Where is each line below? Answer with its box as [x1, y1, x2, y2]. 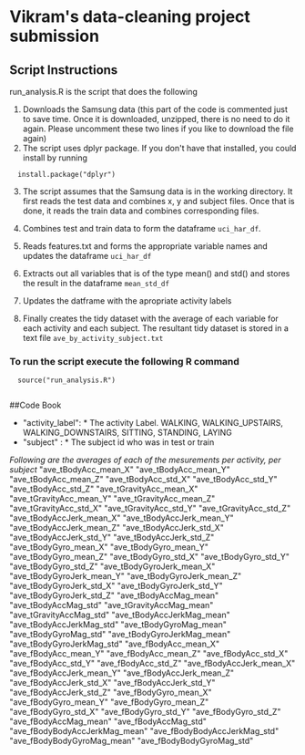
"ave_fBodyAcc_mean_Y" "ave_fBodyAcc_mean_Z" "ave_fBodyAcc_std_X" [9, 648, 289, 659]
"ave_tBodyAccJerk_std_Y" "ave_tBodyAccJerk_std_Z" [9, 532, 215, 543]
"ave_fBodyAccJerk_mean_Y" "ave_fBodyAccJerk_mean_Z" [9, 667, 235, 678]
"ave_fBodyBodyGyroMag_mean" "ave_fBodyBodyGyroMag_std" [9, 736, 254, 747]
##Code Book [9, 399, 62, 411]
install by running [22, 152, 88, 163]
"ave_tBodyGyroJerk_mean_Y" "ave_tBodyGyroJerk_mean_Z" [9, 571, 242, 582]
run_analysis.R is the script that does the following [9, 87, 198, 97]
